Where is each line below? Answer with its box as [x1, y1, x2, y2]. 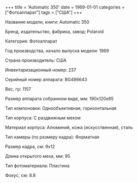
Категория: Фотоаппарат [5, 38, 58, 44]
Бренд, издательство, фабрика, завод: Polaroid [5, 29, 104, 34]
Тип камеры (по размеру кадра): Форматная [5, 134, 100, 140]
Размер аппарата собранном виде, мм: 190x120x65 [5, 96, 114, 101]
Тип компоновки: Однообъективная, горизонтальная [5, 105, 117, 111]
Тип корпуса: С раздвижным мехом [5, 115, 81, 121]
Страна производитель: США [5, 57, 67, 63]
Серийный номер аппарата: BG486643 [5, 77, 87, 82]
